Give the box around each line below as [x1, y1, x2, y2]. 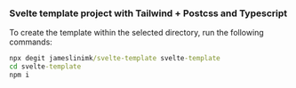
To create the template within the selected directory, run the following [9, 28, 264, 38]
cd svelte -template [9, 62, 82, 71]
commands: [9, 36, 53, 47]
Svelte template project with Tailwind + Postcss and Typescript [9, 7, 288, 20]
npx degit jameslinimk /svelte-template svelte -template [9, 54, 220, 63]
